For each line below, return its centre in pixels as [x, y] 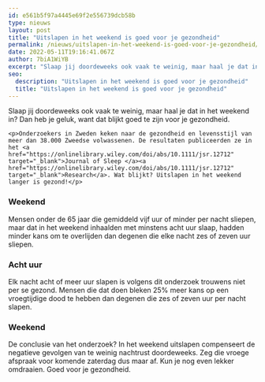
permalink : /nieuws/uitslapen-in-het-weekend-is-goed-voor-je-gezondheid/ [134, 45]
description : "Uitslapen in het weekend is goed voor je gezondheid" [132, 81]
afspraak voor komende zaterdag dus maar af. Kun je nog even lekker [121, 361]
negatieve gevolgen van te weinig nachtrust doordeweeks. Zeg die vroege [129, 353]
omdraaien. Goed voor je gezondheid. [70, 369]
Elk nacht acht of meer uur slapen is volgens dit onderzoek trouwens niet [127, 281]
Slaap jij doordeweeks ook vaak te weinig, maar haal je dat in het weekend [129, 111]
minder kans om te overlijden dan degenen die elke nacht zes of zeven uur [129, 236]
